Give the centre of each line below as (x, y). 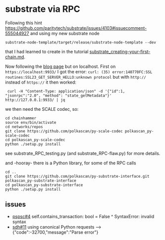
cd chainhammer (21, 118)
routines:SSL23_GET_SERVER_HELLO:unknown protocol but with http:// (76, 77)
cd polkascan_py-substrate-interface (44, 185)
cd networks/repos (24, 127)
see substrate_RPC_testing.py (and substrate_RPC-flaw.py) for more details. (83, 153)
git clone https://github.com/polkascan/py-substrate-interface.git (77, 176)
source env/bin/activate (31, 122)
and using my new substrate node (65, 33)
